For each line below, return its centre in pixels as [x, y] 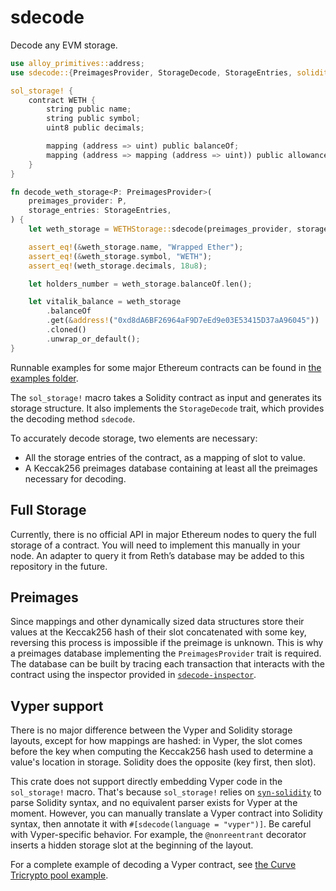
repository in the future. [59, 566]
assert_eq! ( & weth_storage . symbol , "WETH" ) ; [120, 256]
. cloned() [66, 330]
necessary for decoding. [75, 478]
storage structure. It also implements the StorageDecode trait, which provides [167, 408]
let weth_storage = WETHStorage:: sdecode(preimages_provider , [160, 229]
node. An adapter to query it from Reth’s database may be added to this [157, 555]
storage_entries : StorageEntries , [100, 211]
